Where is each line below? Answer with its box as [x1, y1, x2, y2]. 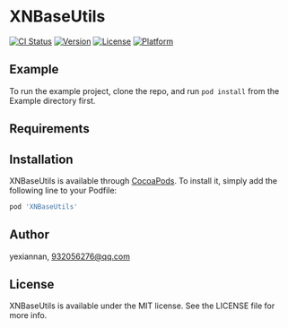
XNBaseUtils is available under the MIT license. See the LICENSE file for [9, 300, 275, 311]
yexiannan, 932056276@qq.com [9, 251, 130, 262]
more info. [9, 310, 48, 321]
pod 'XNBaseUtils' [9, 202, 78, 211]
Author [9, 227, 49, 243]
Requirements [9, 121, 90, 136]
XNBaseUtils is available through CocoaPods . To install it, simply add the [9, 175, 278, 186]
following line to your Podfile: [9, 185, 118, 195]
